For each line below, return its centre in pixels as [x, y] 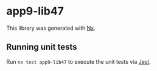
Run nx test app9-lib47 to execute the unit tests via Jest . [78, 61]
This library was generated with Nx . [51, 28]
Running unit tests [42, 47]
